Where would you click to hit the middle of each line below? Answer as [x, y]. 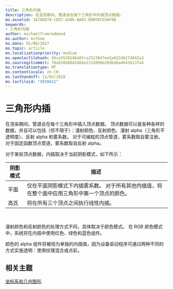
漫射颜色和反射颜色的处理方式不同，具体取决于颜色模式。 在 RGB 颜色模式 [84, 226]
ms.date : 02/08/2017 [28, 44]
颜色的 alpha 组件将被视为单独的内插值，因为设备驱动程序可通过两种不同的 [84, 244]
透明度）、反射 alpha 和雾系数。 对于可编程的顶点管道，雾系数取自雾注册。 [84, 137]
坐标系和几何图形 [23, 281]
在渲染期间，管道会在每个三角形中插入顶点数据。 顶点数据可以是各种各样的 [85, 124]
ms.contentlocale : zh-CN [32, 72]
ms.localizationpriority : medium [41, 53]
